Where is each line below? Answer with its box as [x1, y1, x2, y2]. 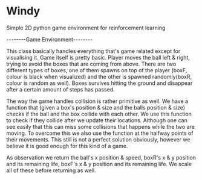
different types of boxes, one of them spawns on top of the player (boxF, [6, 66, 187, 73]
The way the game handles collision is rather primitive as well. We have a [6, 98, 189, 105]
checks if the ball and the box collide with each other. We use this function [6, 110, 192, 117]
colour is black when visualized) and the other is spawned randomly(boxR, [6, 73, 192, 80]
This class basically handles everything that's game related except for [6, 47, 181, 55]
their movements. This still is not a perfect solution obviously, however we [6, 135, 191, 143]
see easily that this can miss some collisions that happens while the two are [6, 123, 195, 130]
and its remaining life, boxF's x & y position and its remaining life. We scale [6, 160, 192, 167]
